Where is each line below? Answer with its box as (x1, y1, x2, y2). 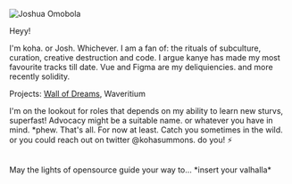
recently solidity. (9, 71, 71, 82)
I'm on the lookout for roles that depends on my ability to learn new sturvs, (9, 106, 284, 116)
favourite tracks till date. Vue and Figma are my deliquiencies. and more (9, 62, 274, 72)
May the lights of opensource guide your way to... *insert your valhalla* (9, 164, 272, 175)
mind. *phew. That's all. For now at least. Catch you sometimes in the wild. (9, 124, 283, 135)
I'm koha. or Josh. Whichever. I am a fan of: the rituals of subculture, (9, 43, 262, 53)
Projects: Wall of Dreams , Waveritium (9, 89, 146, 99)
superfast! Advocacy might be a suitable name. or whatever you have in (9, 116, 274, 125)
